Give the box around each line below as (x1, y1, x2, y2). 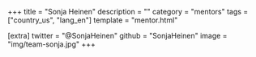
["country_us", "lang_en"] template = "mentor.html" (7, 15, 178, 25)
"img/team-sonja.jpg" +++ (7, 39, 96, 49)
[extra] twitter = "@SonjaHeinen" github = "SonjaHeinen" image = (7, 31, 228, 40)
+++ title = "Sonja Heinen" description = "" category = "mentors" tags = (7, 7, 249, 16)
